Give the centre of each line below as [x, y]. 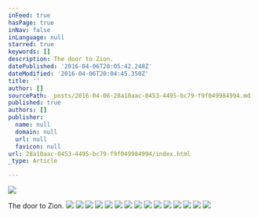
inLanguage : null [36, 37]
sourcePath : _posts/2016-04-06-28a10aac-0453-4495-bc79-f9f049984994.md [129, 96]
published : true [35, 103]
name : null [33, 125]
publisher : [26, 118]
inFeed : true [29, 15]
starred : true [31, 45]
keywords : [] [29, 52]
